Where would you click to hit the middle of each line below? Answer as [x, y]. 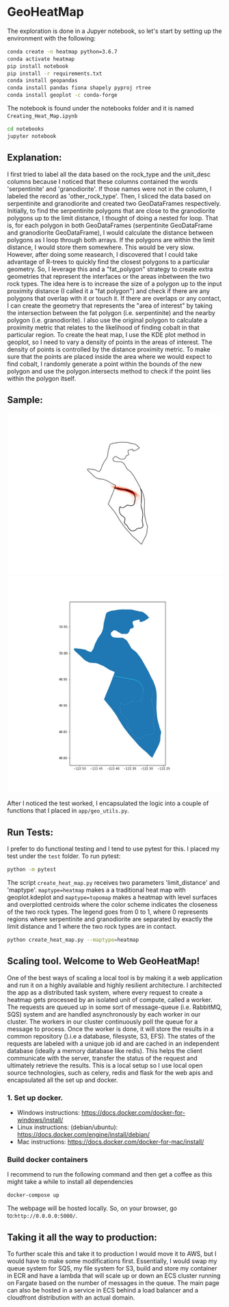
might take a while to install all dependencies [70, 1182]
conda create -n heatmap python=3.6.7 [62, 51]
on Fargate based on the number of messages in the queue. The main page [113, 1283]
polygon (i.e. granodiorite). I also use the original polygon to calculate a [107, 320]
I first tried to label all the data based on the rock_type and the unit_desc [109, 174]
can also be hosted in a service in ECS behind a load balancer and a [103, 1291]
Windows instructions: [48, 1113]
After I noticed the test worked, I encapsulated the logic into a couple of [108, 803]
